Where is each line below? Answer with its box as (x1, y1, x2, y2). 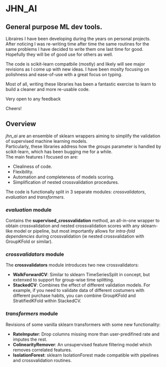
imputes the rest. (12, 336, 47, 342)
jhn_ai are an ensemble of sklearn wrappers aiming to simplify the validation (5, 133, 161, 139)
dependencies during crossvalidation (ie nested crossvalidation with (5, 233, 145, 240)
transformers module (5, 310, 58, 317)
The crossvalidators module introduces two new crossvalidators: (5, 262, 139, 268)
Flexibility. (12, 168, 34, 174)
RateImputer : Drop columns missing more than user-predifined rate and (12, 331, 160, 337)
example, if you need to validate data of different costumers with (12, 287, 145, 293)
